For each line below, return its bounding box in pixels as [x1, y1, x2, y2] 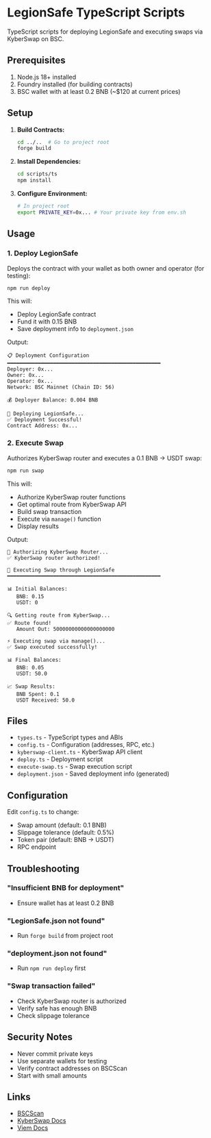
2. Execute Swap [7, 438, 64, 448]
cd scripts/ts [16, 171, 58, 177]
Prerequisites [7, 55, 66, 66]
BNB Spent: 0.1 [16, 691, 60, 697]
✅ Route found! [7, 619, 52, 626]
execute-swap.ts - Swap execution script [16, 763, 132, 771]
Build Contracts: [16, 125, 65, 134]
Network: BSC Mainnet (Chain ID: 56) [7, 384, 115, 391]
